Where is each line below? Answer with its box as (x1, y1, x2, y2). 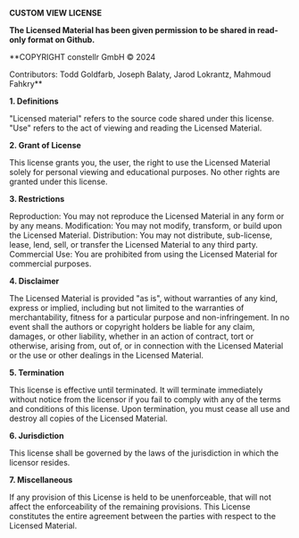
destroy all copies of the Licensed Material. (9, 413, 168, 424)
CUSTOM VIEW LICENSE (9, 8, 103, 18)
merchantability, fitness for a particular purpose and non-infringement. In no (9, 312, 290, 323)
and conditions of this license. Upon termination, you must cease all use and (9, 404, 290, 414)
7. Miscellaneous (9, 475, 73, 485)
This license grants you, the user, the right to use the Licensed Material (9, 157, 270, 168)
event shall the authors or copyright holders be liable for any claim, (9, 322, 255, 332)
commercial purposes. (9, 258, 92, 269)
